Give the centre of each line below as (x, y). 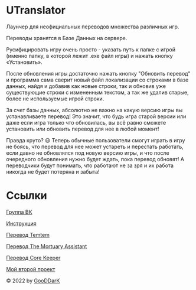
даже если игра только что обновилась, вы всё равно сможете (86, 122)
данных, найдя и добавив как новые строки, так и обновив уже (86, 86)
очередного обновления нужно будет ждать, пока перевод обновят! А (95, 159)
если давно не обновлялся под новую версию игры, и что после (88, 153)
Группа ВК (19, 212)
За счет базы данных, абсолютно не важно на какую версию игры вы (94, 110)
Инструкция (21, 223)
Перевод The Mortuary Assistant (47, 246)
